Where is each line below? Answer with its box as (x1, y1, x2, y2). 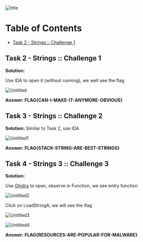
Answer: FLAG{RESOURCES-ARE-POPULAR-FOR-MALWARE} (5, 232, 138, 238)
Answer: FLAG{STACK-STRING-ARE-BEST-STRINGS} (5, 145, 120, 151)
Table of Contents (5, 23, 82, 34)
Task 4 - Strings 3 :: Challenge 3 (5, 159, 109, 168)
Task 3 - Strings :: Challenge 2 (5, 112, 103, 120)
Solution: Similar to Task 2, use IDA (5, 125, 80, 131)
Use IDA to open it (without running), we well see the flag (5, 77, 125, 83)
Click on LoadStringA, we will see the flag (5, 202, 92, 209)
